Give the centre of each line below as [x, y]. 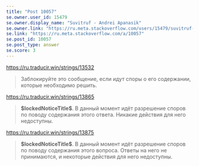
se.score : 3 [21, 51]
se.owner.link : [25, 28]
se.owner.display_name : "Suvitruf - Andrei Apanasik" [74, 23]
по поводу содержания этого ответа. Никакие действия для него [103, 114]
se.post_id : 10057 [29, 39]
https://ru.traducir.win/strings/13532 [50, 67]
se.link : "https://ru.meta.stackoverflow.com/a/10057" [75, 34]
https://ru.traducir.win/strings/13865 [50, 96]
